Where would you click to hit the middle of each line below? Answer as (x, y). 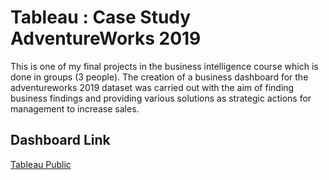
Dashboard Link (60, 140)
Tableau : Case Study (101, 17)
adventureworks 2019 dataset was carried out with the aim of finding (152, 87)
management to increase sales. (75, 108)
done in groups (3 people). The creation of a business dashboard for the (159, 77)
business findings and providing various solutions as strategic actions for (161, 98)
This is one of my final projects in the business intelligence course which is (164, 66)
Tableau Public (41, 164)
